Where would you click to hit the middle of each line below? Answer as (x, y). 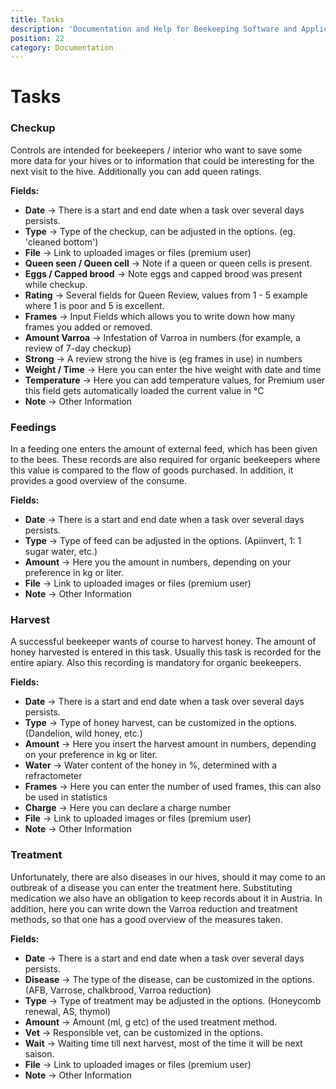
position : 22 (37, 38)
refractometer (53, 776)
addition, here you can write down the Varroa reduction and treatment (154, 908)
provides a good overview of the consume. (98, 481)
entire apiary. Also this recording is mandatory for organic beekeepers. (156, 663)
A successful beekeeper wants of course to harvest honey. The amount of (163, 642)
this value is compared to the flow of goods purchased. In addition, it (152, 470)
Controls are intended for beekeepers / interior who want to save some (156, 150)
